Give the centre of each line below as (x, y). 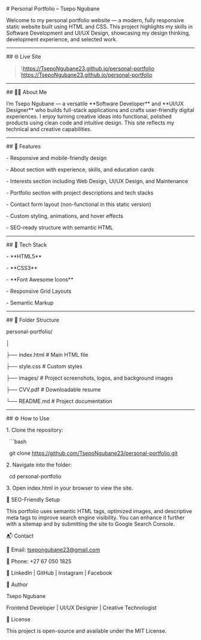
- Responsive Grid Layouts (39, 291)
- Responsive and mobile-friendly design (57, 158)
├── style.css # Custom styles (44, 366)
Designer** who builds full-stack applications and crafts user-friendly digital (100, 110)
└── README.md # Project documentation (59, 401)
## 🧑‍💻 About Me (27, 92)
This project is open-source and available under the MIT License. (86, 631)
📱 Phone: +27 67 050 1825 (39, 561)
